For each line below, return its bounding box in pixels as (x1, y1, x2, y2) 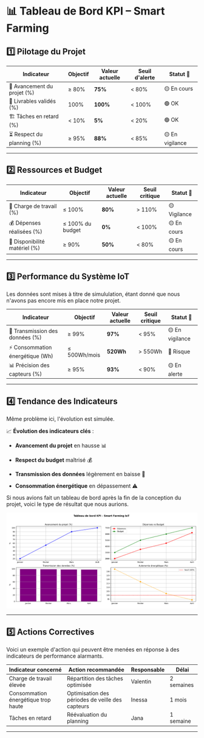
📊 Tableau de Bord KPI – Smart (6, 4, 165, 18)
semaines (169, 681, 194, 688)
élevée (8, 681, 26, 688)
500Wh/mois (67, 351, 101, 359)
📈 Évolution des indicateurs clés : (6, 427, 94, 435)
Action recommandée (68, 666, 124, 673)
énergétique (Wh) (8, 353, 53, 360)
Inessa (131, 696, 148, 703)
